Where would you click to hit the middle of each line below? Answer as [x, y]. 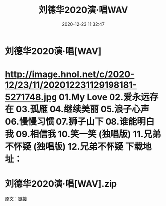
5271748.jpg [31, 97]
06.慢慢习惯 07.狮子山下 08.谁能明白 [80, 122]
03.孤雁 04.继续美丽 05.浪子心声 [83, 109]
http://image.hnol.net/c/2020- [70, 74]
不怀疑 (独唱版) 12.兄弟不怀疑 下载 [74, 147]
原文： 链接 [16, 199]
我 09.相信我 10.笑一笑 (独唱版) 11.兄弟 [83, 134]
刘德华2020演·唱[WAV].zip [61, 184]
